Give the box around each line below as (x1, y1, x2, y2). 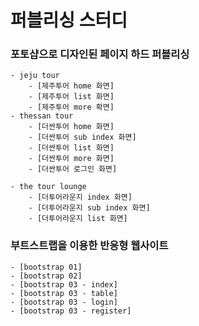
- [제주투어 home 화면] (28, 81, 115, 91)
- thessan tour (10, 111, 74, 121)
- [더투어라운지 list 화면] (28, 214, 128, 224)
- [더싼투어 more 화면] (28, 154, 115, 164)
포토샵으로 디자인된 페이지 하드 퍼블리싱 (10, 47, 190, 61)
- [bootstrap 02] (10, 271, 83, 281)
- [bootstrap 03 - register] (10, 306, 132, 316)
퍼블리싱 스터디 (10, 9, 128, 32)
